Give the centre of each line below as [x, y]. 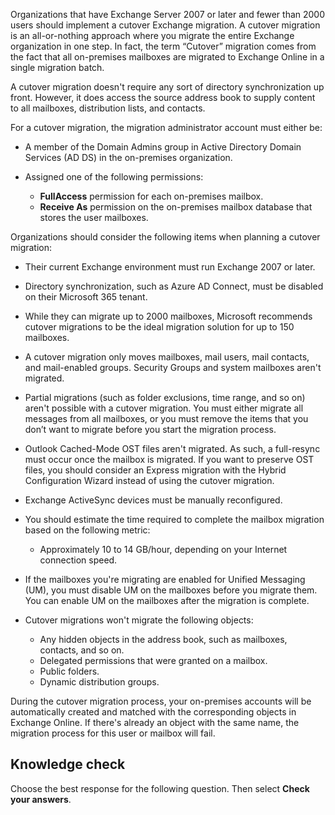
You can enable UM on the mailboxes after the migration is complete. [167, 600]
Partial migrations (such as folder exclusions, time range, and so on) [165, 397]
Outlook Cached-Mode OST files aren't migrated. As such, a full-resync [172, 448]
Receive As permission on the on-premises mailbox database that [176, 207]
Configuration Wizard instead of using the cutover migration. [149, 480]
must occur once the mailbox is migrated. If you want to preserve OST [169, 459]
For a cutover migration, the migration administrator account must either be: [166, 127]
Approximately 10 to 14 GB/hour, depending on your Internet [163, 549]
